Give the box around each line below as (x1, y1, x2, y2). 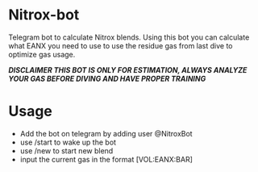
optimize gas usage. (8, 49, 76, 59)
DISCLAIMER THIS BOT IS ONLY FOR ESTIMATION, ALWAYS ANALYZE (8, 65, 248, 74)
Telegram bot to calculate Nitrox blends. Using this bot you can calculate (8, 32, 250, 42)
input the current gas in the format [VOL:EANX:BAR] (19, 154, 193, 164)
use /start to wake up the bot (19, 137, 117, 147)
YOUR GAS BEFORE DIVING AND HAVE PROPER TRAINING (8, 73, 206, 83)
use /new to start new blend (19, 145, 114, 155)
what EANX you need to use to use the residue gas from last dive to (8, 40, 233, 50)
